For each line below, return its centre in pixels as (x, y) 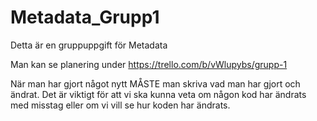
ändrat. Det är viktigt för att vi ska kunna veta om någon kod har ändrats (158, 94)
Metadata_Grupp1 (85, 17)
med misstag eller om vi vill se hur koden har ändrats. (120, 105)
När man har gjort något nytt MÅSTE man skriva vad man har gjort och (155, 83)
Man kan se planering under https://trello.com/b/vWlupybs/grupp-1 (149, 64)
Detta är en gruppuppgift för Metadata (89, 45)
